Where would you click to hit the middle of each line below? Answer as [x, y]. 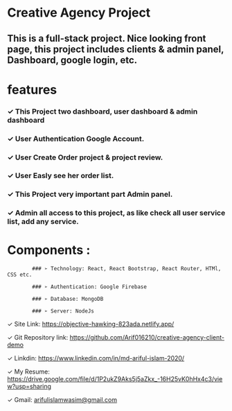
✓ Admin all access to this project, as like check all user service [116, 213]
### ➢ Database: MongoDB [68, 299]
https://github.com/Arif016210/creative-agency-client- [147, 338]
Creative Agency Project [79, 13]
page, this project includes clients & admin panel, [116, 49]
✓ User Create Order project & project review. [85, 157]
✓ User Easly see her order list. [61, 176]
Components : [49, 250]
